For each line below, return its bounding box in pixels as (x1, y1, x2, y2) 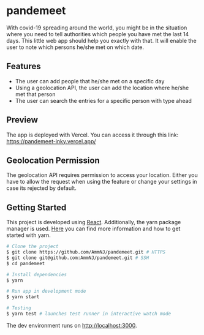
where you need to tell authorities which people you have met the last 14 (6, 30, 189, 37)
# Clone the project (6, 243, 59, 250)
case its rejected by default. (6, 184, 77, 192)
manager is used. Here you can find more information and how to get (6, 225, 181, 233)
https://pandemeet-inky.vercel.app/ (6, 137, 96, 145)
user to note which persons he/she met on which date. (6, 43, 144, 51)
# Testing (6, 305, 32, 311)
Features (6, 61, 41, 72)
